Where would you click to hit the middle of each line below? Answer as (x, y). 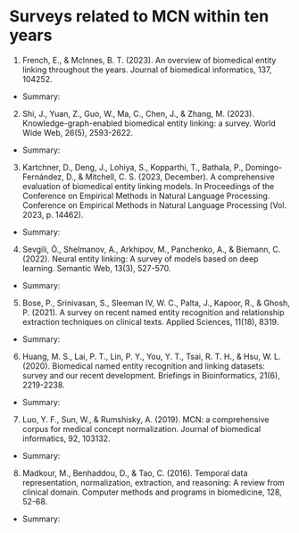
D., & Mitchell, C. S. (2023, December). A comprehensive (170, 177)
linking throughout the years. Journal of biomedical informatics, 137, (147, 70)
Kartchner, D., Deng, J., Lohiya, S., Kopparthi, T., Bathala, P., (133, 167)
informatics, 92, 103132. (66, 438)
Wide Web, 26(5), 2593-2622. (78, 132)
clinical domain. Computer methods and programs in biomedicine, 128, (152, 492)
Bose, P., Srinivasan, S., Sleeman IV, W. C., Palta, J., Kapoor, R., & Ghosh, (156, 303)
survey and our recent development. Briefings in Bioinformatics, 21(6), (151, 375)
